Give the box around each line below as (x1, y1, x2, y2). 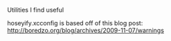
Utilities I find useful (7, 6, 64, 14)
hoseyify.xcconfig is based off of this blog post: (7, 19, 143, 27)
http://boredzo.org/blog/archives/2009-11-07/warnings (7, 27, 165, 34)
